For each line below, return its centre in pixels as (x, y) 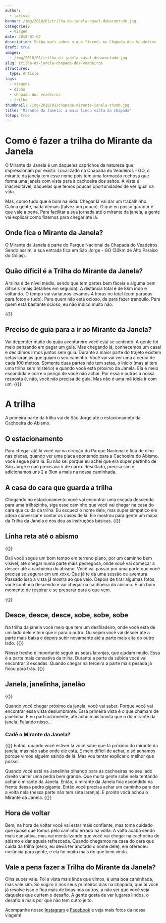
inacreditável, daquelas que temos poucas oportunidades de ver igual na (80, 186)
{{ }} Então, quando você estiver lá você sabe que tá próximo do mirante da (82, 745)
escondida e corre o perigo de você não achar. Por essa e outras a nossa (80, 373)
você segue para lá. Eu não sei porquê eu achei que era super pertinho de (81, 461)
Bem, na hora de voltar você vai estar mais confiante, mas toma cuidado (79, 825)
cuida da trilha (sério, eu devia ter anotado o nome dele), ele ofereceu (76, 846)
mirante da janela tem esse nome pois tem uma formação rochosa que (77, 176)
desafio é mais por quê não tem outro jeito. (49, 900)
